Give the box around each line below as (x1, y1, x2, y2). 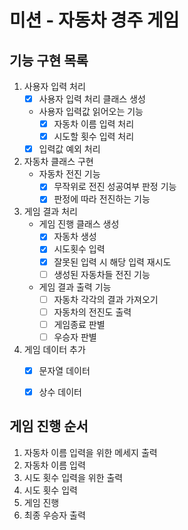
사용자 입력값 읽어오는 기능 (38, 106, 144, 118)
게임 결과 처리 (23, 206, 78, 218)
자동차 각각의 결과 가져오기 (53, 293, 159, 305)
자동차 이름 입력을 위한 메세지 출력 (23, 446, 158, 458)
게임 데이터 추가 (23, 343, 86, 355)
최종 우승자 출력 (23, 509, 86, 521)
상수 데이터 (38, 386, 82, 398)
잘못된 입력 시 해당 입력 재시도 (53, 256, 172, 268)
